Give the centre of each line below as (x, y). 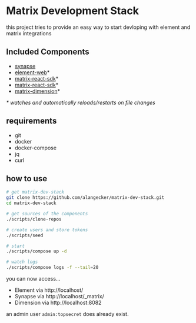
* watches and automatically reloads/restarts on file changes (81, 102)
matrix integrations (29, 33)
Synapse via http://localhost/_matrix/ (59, 296)
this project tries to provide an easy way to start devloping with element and (98, 27)
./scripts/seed (25, 235)
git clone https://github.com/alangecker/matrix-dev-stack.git (85, 198)
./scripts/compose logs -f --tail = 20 (52, 268)
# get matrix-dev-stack (35, 192)
